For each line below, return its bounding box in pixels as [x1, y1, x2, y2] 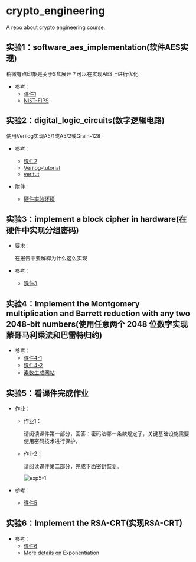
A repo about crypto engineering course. [6, 24, 106, 31]
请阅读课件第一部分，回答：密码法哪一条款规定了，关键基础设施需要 [23, 430, 190, 437]
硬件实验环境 [23, 195, 55, 202]
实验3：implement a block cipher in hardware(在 [6, 214, 187, 224]
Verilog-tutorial [23, 164, 61, 171]
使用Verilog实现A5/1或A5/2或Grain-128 [6, 132, 101, 140]
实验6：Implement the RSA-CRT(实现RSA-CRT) [6, 518, 183, 528]
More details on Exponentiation [23, 549, 99, 556]
